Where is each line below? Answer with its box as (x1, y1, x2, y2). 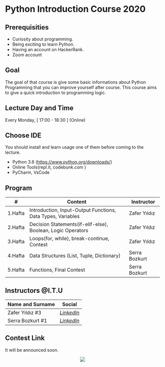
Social (62, 301, 77, 308)
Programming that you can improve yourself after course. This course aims (5, 84, 157, 90)
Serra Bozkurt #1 (7, 317, 48, 324)
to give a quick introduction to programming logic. (5, 90, 107, 96)
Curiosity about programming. (12, 36, 74, 42)
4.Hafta (7, 252, 25, 259)
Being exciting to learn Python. (12, 41, 75, 47)
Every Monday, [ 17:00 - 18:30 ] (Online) (5, 117, 86, 123)
